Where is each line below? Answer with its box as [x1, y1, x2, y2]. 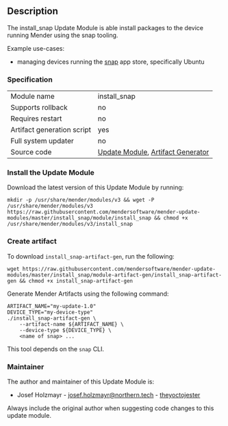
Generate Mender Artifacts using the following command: [7, 289, 169, 298]
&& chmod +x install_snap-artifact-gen [19, 277, 134, 284]
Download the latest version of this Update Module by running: [7, 183, 184, 191]
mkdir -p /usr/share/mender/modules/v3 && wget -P [7, 197, 155, 204]
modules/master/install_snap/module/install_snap [7, 215, 152, 222]
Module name [10, 92, 55, 102]
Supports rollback [10, 103, 68, 113]
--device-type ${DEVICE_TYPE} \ [19, 327, 112, 333]
